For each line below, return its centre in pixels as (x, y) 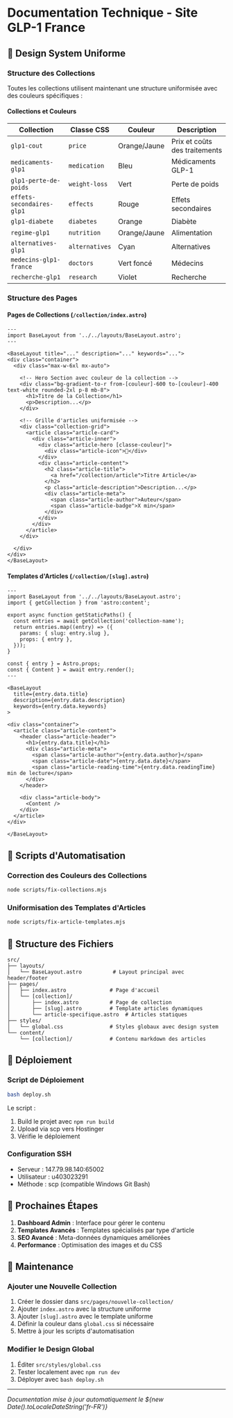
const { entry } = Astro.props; (54, 664)
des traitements (197, 150)
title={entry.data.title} (51, 694)
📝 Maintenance (41, 1267)
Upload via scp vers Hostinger (60, 1129)
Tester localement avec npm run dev (68, 1371)
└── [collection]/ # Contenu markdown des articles (113, 1039)
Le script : (21, 1108)
